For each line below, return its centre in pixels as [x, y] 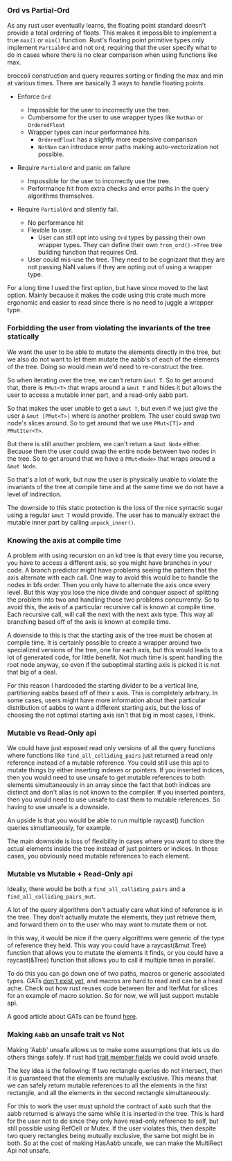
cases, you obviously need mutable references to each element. [99, 856]
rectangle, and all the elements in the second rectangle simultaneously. [109, 1092]
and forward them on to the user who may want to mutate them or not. [108, 924]
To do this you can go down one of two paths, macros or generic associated [116, 974]
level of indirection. [35, 494]
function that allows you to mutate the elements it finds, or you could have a [115, 953]
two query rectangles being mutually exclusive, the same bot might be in [111, 1135]
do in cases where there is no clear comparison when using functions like [112, 55]
